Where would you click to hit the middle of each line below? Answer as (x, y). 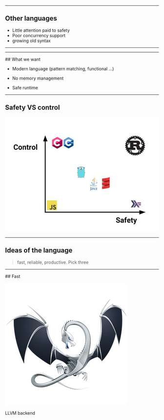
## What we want (23, 59)
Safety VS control (32, 108)
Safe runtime (25, 87)
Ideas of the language (39, 250)
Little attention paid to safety (41, 30)
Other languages (31, 18)
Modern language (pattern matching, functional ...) (63, 68)
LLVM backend (20, 413)
